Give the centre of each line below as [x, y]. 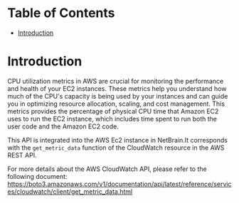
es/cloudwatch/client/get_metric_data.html [70, 191]
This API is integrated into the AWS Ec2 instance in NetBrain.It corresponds [117, 140]
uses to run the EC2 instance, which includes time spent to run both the [112, 119]
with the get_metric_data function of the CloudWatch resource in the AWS [116, 148]
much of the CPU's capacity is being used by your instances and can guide [118, 96]
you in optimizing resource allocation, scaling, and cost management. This [116, 104]
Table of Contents [61, 13]
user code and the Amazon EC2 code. [63, 126]
